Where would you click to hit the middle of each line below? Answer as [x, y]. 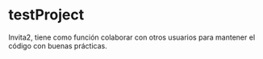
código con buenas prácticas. [58, 45]
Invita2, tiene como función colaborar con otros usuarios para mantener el [132, 37]
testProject [46, 15]
